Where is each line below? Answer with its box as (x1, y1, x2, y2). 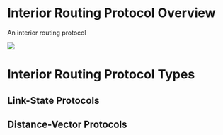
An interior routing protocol (7, 28, 86, 37)
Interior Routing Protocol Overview (7, 5, 216, 21)
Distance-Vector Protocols (7, 118, 127, 130)
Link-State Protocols (7, 94, 100, 107)
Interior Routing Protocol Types (7, 66, 195, 83)
